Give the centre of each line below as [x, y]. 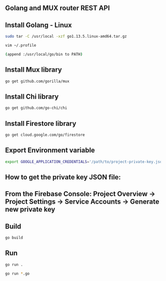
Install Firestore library [41, 123]
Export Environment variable [50, 150]
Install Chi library [32, 96]
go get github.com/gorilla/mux [37, 81]
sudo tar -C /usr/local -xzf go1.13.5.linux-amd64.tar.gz [66, 37]
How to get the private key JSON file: [63, 177]
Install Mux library [34, 70]
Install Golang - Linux [39, 25]
